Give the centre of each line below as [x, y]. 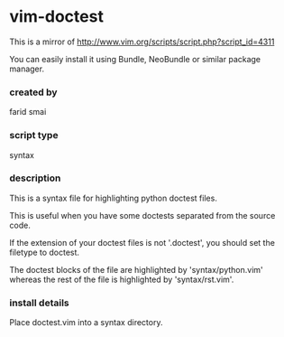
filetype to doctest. [44, 252]
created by [33, 92]
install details [39, 303]
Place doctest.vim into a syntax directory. [86, 323]
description [35, 178]
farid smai [28, 112]
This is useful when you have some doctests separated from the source [142, 215]
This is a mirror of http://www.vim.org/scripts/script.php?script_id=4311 [142, 42]
